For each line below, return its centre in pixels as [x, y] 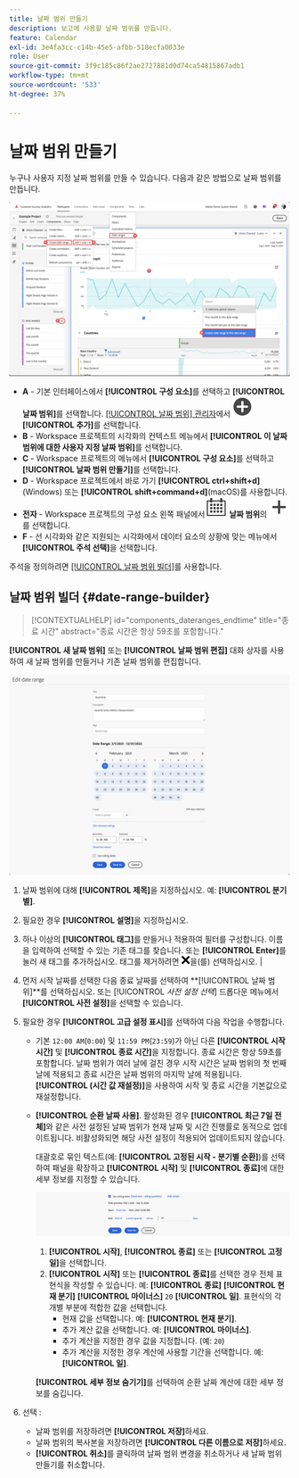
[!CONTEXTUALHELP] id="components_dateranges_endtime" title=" [156, 620]
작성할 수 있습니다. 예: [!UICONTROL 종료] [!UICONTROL [174, 1284]
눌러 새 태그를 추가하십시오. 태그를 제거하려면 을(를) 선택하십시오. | [142, 961]
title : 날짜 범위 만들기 [49, 19]
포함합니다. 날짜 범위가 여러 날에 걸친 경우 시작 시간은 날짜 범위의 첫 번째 [161, 1063]
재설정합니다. [58, 1096]
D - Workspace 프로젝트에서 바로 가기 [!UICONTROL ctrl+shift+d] [141, 480]
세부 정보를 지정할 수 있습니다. [88, 1179]
